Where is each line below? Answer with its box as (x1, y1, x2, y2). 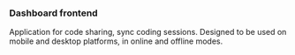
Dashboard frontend (9, 7, 99, 19)
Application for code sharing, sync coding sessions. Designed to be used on (9, 27, 287, 38)
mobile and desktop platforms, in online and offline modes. (9, 36, 223, 46)
